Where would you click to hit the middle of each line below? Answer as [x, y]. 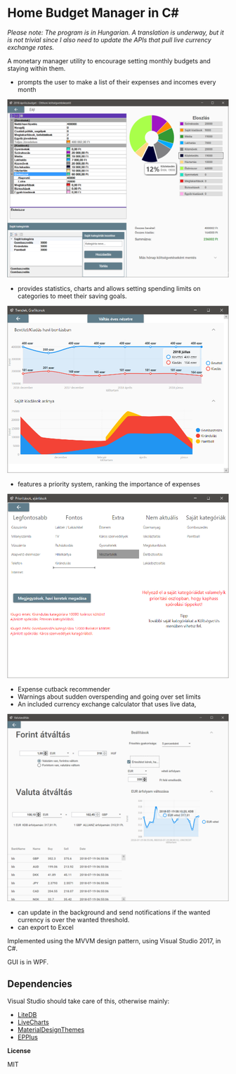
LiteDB [27, 1014]
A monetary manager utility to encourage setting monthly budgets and [109, 60]
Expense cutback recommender [64, 689]
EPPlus [28, 1037]
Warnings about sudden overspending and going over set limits [109, 697]
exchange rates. [31, 47]
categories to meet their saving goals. [72, 296]
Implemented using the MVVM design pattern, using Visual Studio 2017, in [114, 940]
